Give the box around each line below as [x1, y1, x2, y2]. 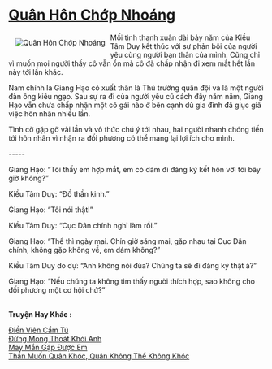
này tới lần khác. [8, 67, 63, 76]
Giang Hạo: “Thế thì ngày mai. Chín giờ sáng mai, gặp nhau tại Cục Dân [8, 236, 247, 245]
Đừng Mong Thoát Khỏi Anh [8, 333, 102, 343]
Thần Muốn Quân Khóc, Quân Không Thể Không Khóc [8, 351, 190, 361]
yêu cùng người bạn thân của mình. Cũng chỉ [110, 50, 261, 59]
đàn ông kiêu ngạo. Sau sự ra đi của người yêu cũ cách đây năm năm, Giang [8, 91, 264, 101]
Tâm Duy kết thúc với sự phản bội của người [110, 41, 257, 50]
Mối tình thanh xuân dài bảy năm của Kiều [110, 33, 251, 42]
